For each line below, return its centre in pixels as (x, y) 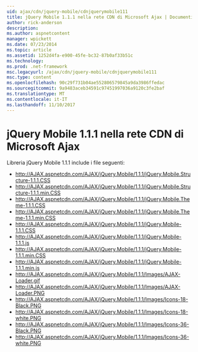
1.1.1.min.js (27, 268)
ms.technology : (25, 61)
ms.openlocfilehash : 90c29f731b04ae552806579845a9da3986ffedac (86, 83)
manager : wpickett (29, 39)
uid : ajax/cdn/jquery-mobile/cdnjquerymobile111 (67, 11)
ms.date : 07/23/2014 (32, 45)
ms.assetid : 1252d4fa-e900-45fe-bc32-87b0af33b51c (70, 55)
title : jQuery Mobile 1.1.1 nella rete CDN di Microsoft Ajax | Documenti (100, 17)
